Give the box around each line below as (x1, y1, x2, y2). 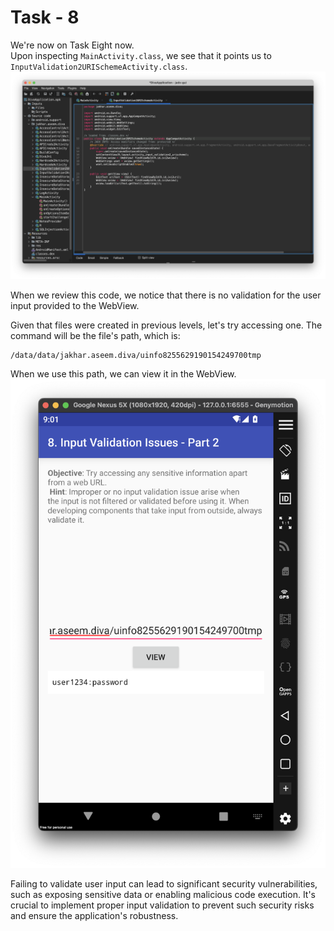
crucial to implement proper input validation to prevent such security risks (10, 899, 315, 911)
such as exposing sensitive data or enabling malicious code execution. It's (10, 888, 317, 900)
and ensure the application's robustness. (10, 909, 179, 921)
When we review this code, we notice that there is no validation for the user (10, 289, 322, 301)
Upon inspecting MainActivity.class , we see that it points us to (10, 49, 272, 61)
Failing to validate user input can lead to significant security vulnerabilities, (10, 877, 318, 890)
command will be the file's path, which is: (10, 329, 181, 341)
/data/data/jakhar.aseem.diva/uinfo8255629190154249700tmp (10, 350, 262, 360)
